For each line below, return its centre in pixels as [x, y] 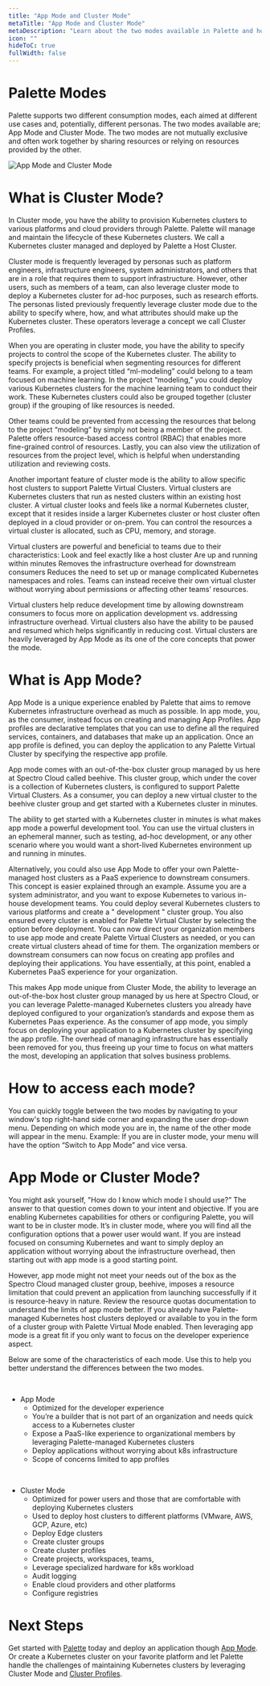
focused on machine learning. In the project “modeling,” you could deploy [130, 379]
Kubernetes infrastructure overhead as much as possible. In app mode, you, [134, 710]
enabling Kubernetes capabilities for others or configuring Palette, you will [131, 1216]
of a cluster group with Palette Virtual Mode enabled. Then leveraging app [131, 1327]
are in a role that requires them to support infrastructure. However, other [128, 278]
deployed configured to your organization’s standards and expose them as [131, 1013]
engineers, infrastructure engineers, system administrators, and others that [133, 270]
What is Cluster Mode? [86, 198]
